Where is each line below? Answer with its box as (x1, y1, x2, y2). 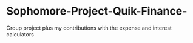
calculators (6, 30, 35, 38)
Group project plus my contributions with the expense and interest (6, 24, 172, 31)
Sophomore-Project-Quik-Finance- (6, 4, 188, 18)
